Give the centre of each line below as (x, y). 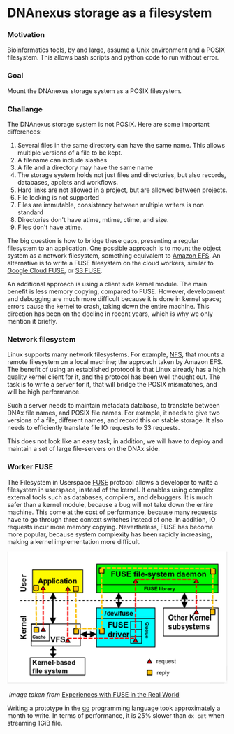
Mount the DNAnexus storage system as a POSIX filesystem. (94, 91)
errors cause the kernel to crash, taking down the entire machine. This (108, 307)
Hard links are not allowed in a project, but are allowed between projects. (122, 190)
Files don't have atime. (50, 227)
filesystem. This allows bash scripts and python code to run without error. (113, 57)
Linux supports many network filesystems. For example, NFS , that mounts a (116, 354)
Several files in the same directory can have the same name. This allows (121, 146)
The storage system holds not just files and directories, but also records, (122, 175)
